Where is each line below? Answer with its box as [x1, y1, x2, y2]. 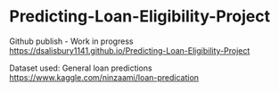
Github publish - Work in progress [9, 36, 134, 46]
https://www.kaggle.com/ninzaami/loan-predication [9, 71, 199, 82]
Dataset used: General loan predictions [9, 63, 153, 73]
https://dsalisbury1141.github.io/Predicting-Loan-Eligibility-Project [9, 45, 250, 55]
